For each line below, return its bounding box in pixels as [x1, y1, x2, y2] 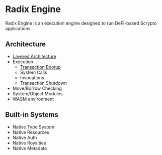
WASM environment [12, 96, 54, 102]
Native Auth [12, 134, 37, 140]
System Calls [20, 69, 47, 75]
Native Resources [12, 129, 49, 135]
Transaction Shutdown [20, 80, 67, 86]
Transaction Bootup [20, 64, 61, 70]
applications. [5, 25, 32, 31]
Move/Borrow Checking [12, 85, 62, 91]
